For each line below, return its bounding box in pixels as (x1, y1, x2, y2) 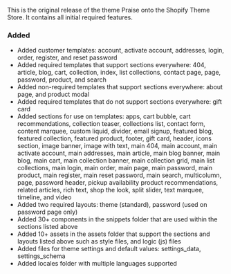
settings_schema (17, 252, 66, 260)
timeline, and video (17, 193, 72, 201)
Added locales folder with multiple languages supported (17, 259, 178, 268)
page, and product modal (17, 90, 90, 99)
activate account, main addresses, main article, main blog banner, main (17, 149, 221, 158)
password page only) (17, 208, 78, 217)
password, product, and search (17, 75, 107, 84)
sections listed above (17, 223, 78, 231)
